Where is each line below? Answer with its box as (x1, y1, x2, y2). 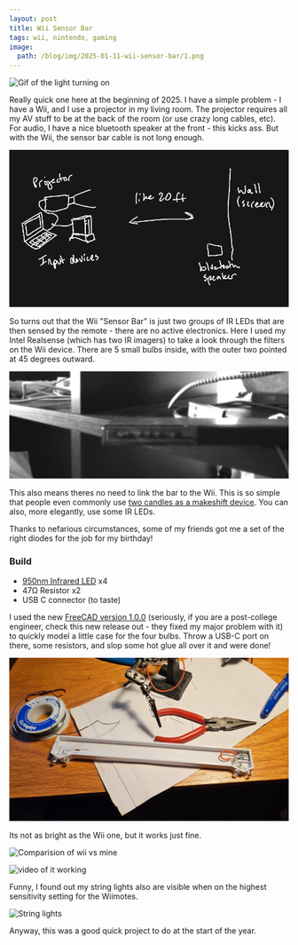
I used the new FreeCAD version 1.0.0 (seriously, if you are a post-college (9, 611, 278, 622)
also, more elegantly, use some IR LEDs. (9, 506, 155, 517)
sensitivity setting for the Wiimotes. (9, 891, 138, 901)
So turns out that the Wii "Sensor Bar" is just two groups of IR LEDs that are (9, 316, 285, 327)
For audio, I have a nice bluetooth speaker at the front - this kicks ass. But (9, 123, 279, 133)
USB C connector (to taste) (21, 594, 122, 605)
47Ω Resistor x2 (21, 584, 82, 595)
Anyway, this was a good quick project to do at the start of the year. (9, 925, 257, 936)
